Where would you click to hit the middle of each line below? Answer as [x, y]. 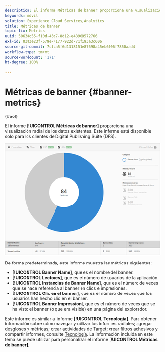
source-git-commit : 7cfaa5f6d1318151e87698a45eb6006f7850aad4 [70, 47]
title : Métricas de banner [33, 26]
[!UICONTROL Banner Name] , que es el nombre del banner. [73, 272]
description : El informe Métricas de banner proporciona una [69, 10]
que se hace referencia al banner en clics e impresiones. [69, 288]
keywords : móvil [22, 15]
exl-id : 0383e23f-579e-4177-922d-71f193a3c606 [54, 42]
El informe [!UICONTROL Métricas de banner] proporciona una [69, 126]
